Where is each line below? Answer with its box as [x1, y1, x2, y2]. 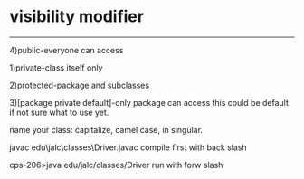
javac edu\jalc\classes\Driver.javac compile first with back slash [9, 142, 247, 153]
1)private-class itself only [9, 61, 103, 73]
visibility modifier [9, 6, 145, 27]
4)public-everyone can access [9, 44, 124, 55]
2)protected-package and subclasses [9, 80, 150, 90]
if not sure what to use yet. [9, 107, 109, 118]
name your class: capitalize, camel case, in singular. [9, 124, 204, 135]
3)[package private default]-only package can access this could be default [9, 97, 290, 108]
